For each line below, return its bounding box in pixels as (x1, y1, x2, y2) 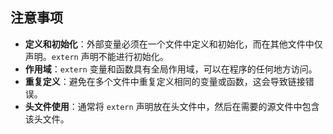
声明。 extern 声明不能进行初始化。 (24, 50, 169, 62)
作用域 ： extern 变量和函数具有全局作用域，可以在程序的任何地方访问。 (24, 63, 318, 75)
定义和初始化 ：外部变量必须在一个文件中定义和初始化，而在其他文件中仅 (24, 38, 323, 50)
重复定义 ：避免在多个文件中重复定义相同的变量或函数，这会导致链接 (24, 75, 306, 87)
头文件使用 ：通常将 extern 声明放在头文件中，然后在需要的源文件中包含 (24, 100, 320, 112)
